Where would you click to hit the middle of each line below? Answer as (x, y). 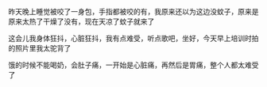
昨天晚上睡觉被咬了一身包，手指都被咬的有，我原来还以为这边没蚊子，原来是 (133, 11)
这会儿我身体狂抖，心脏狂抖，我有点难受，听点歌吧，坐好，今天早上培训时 (130, 38)
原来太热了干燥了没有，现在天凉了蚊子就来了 (81, 21)
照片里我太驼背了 (43, 48)
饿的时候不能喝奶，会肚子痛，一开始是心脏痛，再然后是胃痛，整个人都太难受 (133, 65)
